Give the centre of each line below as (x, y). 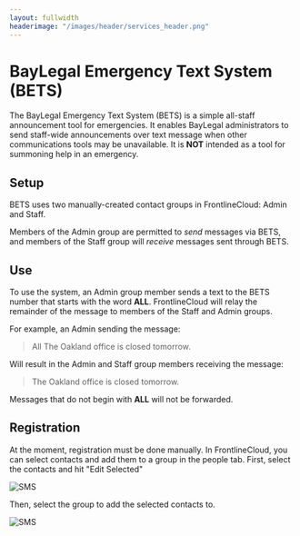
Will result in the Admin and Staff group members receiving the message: (146, 364)
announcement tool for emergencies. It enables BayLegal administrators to (149, 125)
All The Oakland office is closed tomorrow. (111, 347)
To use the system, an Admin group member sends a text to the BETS (140, 293)
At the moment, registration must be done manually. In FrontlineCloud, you (149, 450)
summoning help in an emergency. (74, 154)
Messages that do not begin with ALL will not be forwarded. (121, 400)
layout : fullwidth (44, 18)
